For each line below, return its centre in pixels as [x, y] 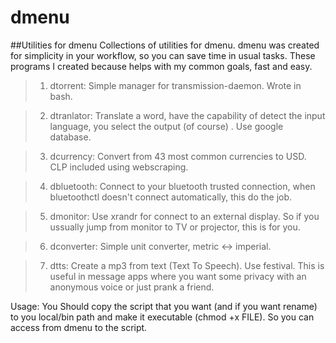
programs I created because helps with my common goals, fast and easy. [161, 66]
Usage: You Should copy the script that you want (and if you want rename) [164, 306]
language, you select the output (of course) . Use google [166, 126]
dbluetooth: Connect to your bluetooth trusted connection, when [182, 186]
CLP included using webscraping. [119, 167]
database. [70, 137]
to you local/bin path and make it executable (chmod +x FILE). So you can [162, 317]
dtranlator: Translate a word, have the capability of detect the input [187, 115]
